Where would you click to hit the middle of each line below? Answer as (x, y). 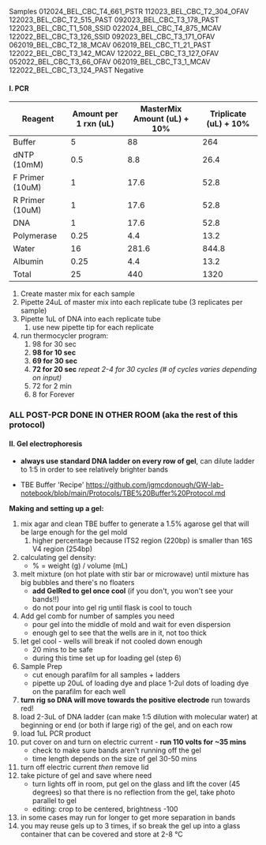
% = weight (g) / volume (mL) (80, 566)
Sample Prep (41, 667)
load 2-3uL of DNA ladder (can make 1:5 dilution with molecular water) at (139, 717)
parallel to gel (54, 801)
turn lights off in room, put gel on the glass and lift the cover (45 (136, 784)
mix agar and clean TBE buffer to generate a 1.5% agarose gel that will (135, 524)
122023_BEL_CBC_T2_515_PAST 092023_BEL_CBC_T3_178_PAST (114, 20)
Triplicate (228, 114)
